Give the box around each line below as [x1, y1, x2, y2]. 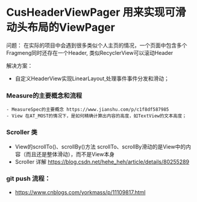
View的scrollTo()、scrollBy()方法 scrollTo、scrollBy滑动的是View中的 [14, 143, 186, 150]
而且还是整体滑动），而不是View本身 [25, 150, 115, 157]
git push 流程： [6, 174, 51, 183]
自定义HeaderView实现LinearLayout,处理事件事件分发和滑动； [14, 75, 170, 82]
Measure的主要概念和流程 [6, 91, 83, 99]
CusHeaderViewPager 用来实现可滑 [6, 5, 186, 19]
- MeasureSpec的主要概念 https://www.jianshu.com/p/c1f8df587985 [6, 107, 169, 113]
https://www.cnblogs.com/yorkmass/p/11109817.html [14, 188, 146, 196]
